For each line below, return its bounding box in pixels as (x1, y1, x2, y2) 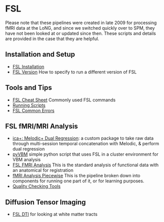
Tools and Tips (5, 83, 52, 92)
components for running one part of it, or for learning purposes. (12, 178, 144, 184)
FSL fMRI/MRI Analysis (5, 122, 78, 131)
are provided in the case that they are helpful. (5, 36, 99, 42)
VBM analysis (12, 157, 41, 163)
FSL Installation (12, 63, 45, 69)
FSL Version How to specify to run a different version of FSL (12, 69, 137, 75)
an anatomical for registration (12, 167, 74, 173)
